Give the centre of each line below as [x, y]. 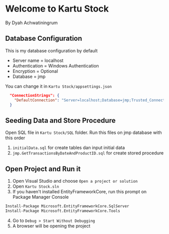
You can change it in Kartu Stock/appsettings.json [59, 86]
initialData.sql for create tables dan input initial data [69, 148]
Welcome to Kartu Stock [57, 9]
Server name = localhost [38, 60]
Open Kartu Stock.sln [36, 186]
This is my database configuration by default [52, 50]
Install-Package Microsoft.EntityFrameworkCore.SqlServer [67, 206]
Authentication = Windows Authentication [56, 65]
